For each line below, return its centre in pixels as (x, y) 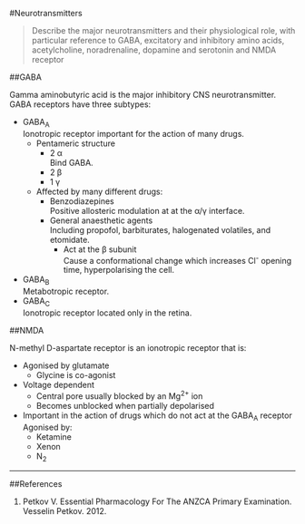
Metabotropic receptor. (66, 291)
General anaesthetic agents (101, 220)
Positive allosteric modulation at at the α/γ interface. (147, 210)
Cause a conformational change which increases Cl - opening (177, 259)
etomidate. (70, 239)
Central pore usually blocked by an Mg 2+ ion (119, 395)
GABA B (36, 281)
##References (36, 484)
